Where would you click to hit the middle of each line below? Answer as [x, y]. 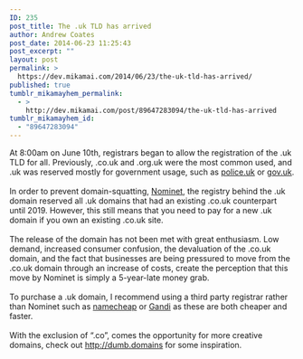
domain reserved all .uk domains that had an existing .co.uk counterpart [143, 201]
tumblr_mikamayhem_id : [52, 118]
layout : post [34, 60]
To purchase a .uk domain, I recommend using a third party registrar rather [149, 297]
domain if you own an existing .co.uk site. [87, 220]
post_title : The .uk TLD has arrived [80, 26]
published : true [40, 85]
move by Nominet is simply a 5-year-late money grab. [109, 278]
